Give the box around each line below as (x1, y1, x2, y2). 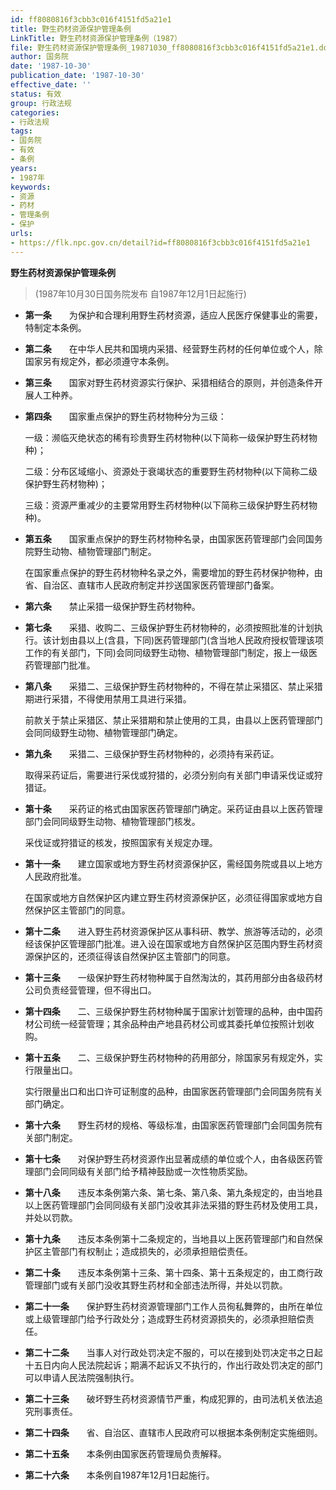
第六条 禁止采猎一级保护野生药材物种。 (24, 600, 201, 612)
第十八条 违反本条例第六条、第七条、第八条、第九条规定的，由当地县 (24, 1186, 323, 1198)
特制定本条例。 (24, 321, 87, 333)
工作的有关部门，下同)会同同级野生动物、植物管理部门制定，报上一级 (24, 646, 309, 658)
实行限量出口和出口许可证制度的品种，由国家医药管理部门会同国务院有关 (24, 1085, 323, 1097)
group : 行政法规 (10, 98, 72, 108)
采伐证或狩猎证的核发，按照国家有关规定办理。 (24, 836, 218, 848)
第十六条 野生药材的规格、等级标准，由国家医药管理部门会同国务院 (24, 1119, 315, 1131)
